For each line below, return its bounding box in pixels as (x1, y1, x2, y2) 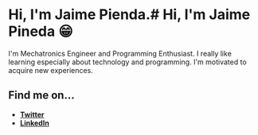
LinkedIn (19, 118, 49, 128)
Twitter (19, 110, 45, 119)
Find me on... (8, 89, 75, 102)
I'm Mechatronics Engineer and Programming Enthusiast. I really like (8, 48, 233, 58)
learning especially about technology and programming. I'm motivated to (8, 57, 247, 67)
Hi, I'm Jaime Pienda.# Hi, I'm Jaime (8, 6, 251, 24)
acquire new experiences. (8, 65, 93, 75)
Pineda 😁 (8, 22, 73, 40)
